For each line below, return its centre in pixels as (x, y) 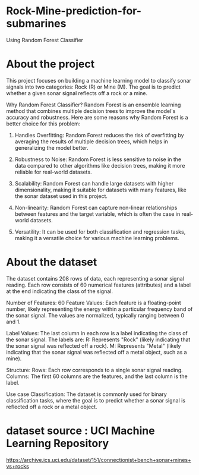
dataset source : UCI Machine (81, 431)
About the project (50, 64)
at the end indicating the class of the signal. (59, 291)
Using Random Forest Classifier (45, 40)
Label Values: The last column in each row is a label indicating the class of (97, 333)
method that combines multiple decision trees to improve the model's (91, 111)
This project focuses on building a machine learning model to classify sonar (99, 80)
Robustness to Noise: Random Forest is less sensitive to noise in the (98, 159)
